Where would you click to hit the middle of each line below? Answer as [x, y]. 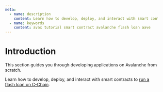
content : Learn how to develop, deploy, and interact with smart [81, 18]
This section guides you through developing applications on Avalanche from [81, 65]
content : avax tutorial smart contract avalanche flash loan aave [82, 28]
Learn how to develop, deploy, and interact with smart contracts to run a [77, 79]
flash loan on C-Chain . [27, 85]
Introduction [31, 52]
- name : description [30, 14]
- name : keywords [27, 23]
